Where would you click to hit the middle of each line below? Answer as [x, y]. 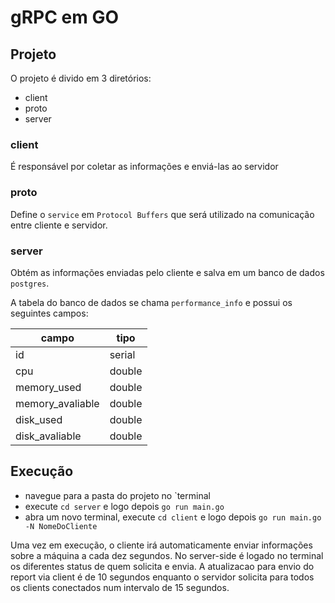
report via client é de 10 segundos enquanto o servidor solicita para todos [162, 577]
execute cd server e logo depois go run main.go [124, 506]
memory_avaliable [57, 403]
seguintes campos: [49, 313]
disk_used [39, 419]
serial [122, 354]
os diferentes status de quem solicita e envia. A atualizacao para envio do [162, 566]
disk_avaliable [48, 436]
